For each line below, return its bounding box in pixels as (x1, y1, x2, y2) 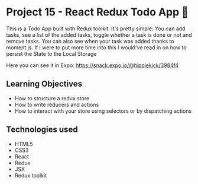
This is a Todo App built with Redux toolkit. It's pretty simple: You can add (6, 25, 186, 32)
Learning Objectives (6, 79, 83, 89)
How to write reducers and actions (14, 101, 99, 108)
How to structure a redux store (14, 94, 90, 101)
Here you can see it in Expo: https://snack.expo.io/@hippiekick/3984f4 (6, 62, 179, 69)
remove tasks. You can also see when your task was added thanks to (6, 37, 174, 45)
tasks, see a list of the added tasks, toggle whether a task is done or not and (6, 31, 192, 38)
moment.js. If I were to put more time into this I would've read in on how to (6, 44, 187, 51)
